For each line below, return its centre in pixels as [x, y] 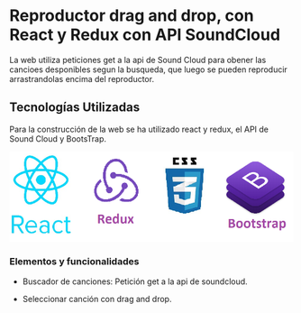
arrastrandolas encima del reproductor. [82, 78]
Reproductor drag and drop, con [132, 16]
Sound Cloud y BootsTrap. [58, 138]
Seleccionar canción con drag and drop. [97, 299]
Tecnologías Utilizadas [75, 108]
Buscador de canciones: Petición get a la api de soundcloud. [135, 281]
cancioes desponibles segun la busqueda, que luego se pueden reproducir [149, 69]
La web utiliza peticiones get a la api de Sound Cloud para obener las [138, 60]
